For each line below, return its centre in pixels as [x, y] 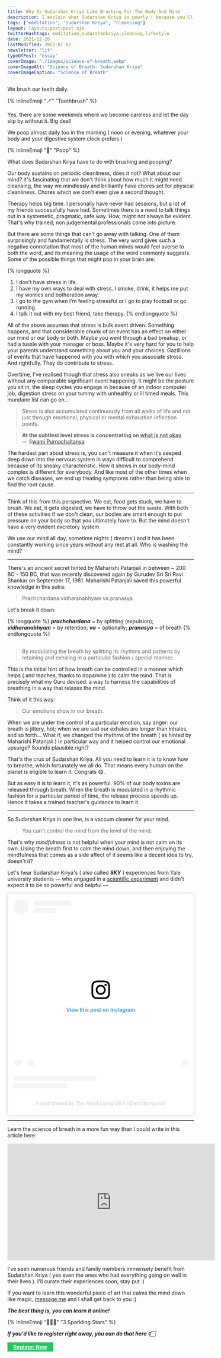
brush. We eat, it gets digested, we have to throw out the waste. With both [98, 508]
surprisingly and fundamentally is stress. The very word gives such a [92, 240]
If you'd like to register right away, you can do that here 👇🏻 [81, 1333]
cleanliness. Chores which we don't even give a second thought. [86, 192]
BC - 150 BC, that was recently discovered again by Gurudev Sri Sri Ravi [95, 574]
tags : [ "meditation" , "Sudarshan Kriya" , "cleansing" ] [76, 23]
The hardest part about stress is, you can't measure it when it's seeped [95, 453]
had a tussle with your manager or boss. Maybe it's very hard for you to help [101, 344]
